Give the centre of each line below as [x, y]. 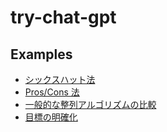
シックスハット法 [60, 79]
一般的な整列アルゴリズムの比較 [90, 104]
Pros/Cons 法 [52, 92]
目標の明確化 [51, 117]
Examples [41, 54]
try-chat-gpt [63, 17]
